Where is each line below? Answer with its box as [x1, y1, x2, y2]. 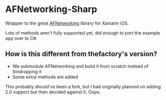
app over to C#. [5, 35, 38, 41]
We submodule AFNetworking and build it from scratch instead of [12, 63, 149, 69]
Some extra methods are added [12, 74, 78, 80]
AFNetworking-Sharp [5, 4, 97, 15]
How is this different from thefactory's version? [5, 50, 157, 58]
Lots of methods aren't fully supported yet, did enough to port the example [5, 30, 160, 36]
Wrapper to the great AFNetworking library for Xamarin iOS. [5, 20, 129, 26]
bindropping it [12, 68, 42, 74]
